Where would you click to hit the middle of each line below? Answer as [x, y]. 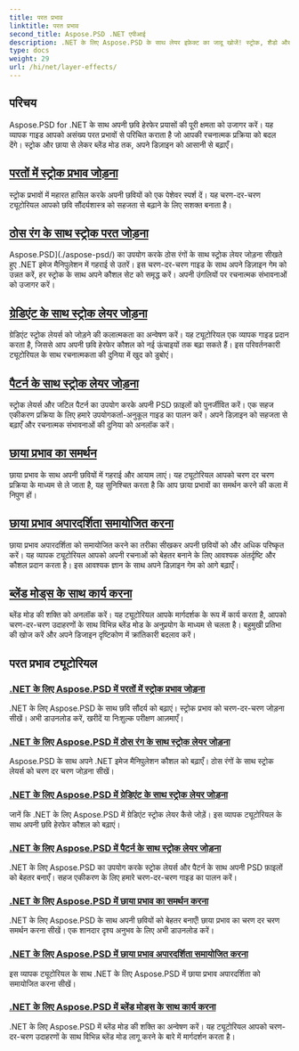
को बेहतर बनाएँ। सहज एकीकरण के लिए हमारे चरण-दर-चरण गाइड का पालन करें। [123, 877]
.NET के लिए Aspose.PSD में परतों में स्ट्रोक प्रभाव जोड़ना [107, 688]
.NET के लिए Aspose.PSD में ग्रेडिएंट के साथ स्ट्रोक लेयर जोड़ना [119, 795]
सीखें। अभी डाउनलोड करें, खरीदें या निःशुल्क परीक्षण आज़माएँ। [97, 719]
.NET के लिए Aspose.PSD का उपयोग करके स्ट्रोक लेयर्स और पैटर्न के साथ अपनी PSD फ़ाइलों [146, 867]
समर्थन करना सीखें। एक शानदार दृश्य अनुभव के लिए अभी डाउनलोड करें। [112, 931]
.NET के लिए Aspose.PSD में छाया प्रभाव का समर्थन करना [109, 900]
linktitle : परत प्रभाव [44, 26]
